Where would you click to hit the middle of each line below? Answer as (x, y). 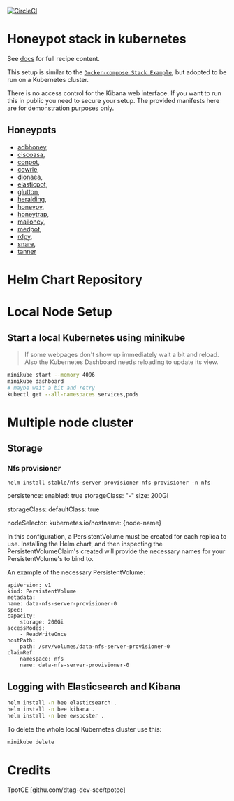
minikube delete (31, 742)
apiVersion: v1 (29, 586)
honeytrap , (33, 214)
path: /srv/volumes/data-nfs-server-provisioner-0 (95, 647)
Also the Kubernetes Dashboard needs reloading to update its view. (121, 362)
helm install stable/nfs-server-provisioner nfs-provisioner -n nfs (109, 483)
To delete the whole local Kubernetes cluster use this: (85, 729)
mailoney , (31, 222)
